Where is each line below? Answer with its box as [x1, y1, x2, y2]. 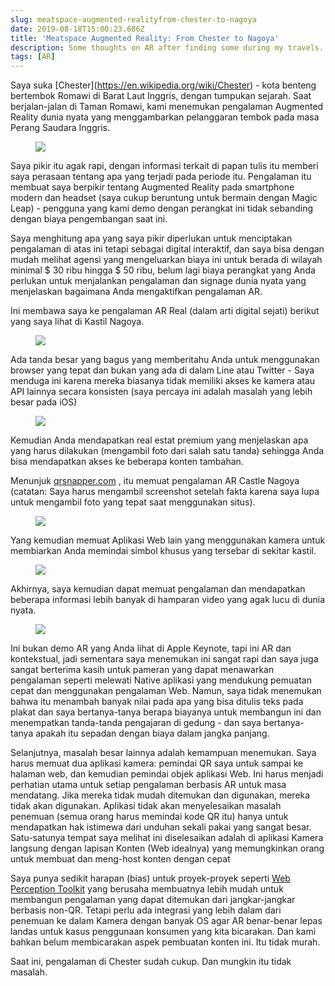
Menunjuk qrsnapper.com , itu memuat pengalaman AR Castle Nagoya [10, 475, 300, 487]
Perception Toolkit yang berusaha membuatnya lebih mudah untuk [10, 883, 284, 895]
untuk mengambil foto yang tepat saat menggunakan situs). [10, 496, 256, 508]
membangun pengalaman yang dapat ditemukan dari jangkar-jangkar [10, 894, 296, 906]
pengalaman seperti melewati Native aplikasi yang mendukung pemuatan [10, 674, 312, 686]
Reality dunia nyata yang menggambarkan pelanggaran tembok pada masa [10, 111, 320, 123]
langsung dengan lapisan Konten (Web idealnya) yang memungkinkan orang [10, 842, 325, 855]
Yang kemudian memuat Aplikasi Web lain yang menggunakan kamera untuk [10, 534, 326, 546]
